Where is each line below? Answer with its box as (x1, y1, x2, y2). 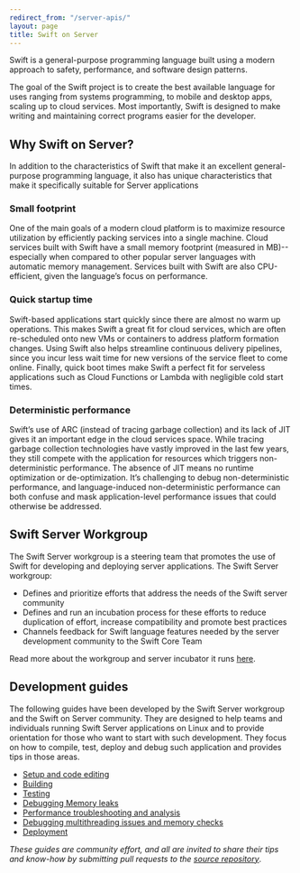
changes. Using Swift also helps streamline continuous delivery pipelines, (9, 342, 282, 353)
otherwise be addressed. (9, 501, 102, 512)
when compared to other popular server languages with (49, 252, 256, 263)
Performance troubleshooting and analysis (22, 807, 181, 818)
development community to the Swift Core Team (22, 636, 203, 646)
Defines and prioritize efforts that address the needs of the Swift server (22, 588, 288, 599)
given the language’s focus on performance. (43, 271, 209, 282)
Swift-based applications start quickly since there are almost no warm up (9, 313, 281, 325)
